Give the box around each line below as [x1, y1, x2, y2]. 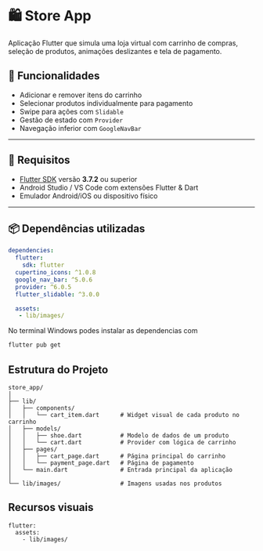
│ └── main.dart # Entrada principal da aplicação [8, 466, 233, 473]
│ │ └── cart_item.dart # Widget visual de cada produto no [8, 411, 240, 419]
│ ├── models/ [8, 425, 61, 433]
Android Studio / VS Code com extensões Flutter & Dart [19, 183, 199, 192]
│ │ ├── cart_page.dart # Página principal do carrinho [8, 452, 225, 460]
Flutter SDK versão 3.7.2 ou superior [19, 174, 138, 183]
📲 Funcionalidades [8, 69, 100, 83]
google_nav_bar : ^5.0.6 [15, 276, 92, 284]
